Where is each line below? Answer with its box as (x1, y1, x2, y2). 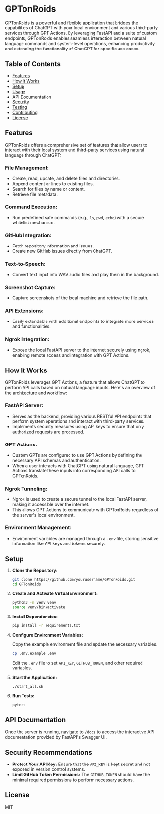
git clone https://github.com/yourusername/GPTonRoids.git (12, 577, 136, 582)
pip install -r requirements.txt (12, 623, 81, 628)
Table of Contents (5, 60, 61, 68)
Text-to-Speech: (5, 261, 46, 268)
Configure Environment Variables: (12, 632, 83, 638)
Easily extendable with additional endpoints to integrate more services (12, 319, 154, 324)
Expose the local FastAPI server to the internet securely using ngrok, (12, 347, 151, 353)
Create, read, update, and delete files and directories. (12, 175, 120, 181)
